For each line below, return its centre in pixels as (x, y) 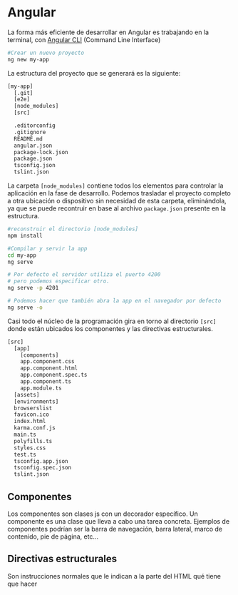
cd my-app (22, 255)
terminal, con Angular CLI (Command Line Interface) (84, 39)
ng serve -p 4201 (33, 288)
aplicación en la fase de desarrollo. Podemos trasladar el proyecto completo (119, 193)
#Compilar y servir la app (47, 248)
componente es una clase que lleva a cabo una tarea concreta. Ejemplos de (119, 521)
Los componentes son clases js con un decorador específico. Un (103, 514)
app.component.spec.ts (54, 375)
